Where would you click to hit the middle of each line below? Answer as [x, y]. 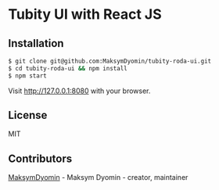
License [28, 115]
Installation [36, 43]
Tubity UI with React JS [85, 14]
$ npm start [27, 76]
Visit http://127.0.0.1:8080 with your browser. [79, 91]
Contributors [40, 158]
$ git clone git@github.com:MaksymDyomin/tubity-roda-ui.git [110, 61]
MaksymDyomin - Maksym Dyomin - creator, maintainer [98, 177]
